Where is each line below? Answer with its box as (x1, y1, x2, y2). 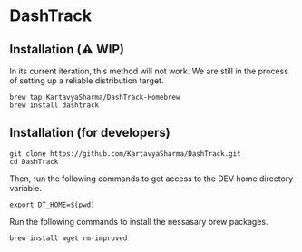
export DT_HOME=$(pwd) (9, 200, 95, 209)
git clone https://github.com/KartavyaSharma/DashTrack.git (9, 149, 242, 159)
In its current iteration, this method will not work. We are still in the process (9, 65, 288, 76)
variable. (9, 182, 43, 193)
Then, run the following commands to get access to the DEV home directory (9, 173, 294, 184)
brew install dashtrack (9, 101, 100, 110)
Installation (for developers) (9, 125, 170, 141)
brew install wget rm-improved (9, 233, 128, 243)
